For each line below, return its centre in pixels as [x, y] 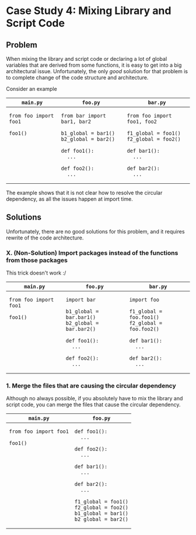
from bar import [83, 116]
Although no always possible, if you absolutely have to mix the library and [94, 399]
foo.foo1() [144, 318]
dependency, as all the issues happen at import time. [69, 199]
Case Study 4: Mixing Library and [89, 11]
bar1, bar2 [76, 121]
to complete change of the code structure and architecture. [77, 78]
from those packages [37, 260]
